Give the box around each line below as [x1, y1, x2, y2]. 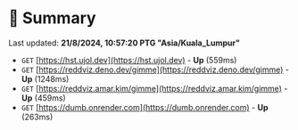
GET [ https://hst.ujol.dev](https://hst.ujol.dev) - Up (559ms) [21, 54, 237, 65]
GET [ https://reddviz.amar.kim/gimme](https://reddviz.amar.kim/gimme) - [21, 83, 288, 93]
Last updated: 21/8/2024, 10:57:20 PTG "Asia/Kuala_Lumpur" [8, 37, 240, 48]
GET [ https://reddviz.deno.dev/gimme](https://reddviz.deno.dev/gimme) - [21, 64, 290, 75]
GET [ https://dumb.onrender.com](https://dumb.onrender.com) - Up [21, 102, 269, 112]
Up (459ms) [21, 93, 66, 103]
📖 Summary [8, 8, 96, 28]
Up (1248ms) [21, 73, 70, 84]
